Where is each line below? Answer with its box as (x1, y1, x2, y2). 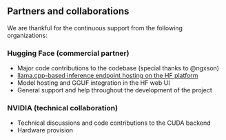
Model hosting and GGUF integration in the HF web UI (17, 79, 170, 87)
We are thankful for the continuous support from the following (7, 23, 183, 32)
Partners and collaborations (7, 6, 130, 17)
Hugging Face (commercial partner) (7, 48, 130, 58)
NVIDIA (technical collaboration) (7, 103, 119, 113)
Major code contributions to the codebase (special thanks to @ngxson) (17, 64, 219, 72)
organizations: (7, 31, 48, 39)
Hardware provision (17, 126, 74, 134)
